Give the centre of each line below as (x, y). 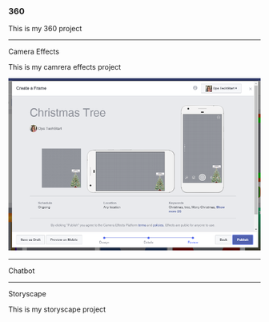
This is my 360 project (45, 29)
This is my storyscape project (57, 309)
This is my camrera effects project (65, 67)
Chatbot (22, 271)
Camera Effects (34, 52)
